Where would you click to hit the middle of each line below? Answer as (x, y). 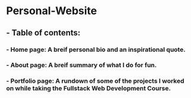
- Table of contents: (43, 33)
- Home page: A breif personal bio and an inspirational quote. (96, 50)
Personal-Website (52, 11)
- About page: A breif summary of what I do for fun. (82, 65)
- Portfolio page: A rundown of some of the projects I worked (95, 81)
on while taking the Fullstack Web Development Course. (88, 89)
